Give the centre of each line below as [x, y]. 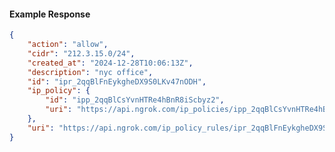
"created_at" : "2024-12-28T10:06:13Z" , [110, 63]
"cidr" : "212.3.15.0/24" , [81, 53]
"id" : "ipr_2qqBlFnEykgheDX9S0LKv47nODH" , [117, 81]
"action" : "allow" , [68, 45]
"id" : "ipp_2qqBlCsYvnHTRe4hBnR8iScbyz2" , [135, 100]
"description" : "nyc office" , [90, 72]
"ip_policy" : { [59, 91]
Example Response [50, 14]
